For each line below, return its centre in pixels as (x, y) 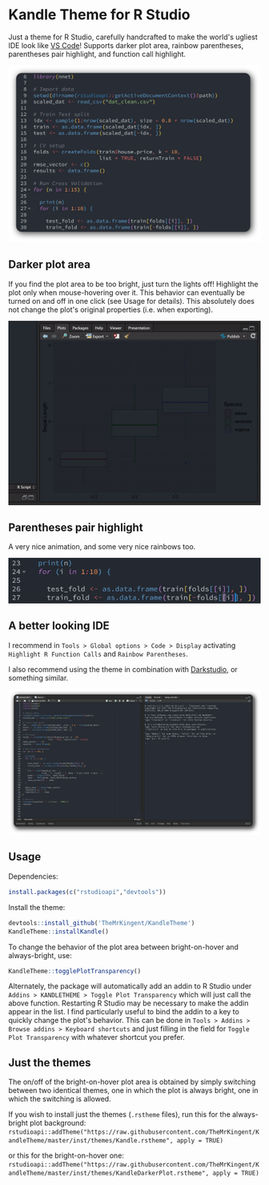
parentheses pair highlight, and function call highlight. (97, 54)
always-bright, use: (40, 955)
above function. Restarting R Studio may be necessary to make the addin (128, 1003)
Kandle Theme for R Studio (99, 15)
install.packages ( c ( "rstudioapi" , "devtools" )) (87, 892)
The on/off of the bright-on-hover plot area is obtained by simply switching (132, 1082)
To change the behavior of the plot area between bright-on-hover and (123, 947)
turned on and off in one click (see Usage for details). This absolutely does (131, 301)
